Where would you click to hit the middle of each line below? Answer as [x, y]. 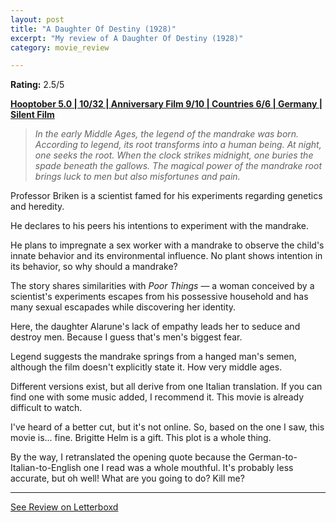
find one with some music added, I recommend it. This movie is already [157, 397]
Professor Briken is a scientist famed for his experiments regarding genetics [166, 196]
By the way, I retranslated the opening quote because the [128, 457]
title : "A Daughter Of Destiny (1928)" [93, 29]
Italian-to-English [46, 468]
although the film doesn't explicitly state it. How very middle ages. [146, 367]
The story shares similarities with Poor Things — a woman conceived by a [162, 286]
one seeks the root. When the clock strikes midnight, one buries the [174, 155]
